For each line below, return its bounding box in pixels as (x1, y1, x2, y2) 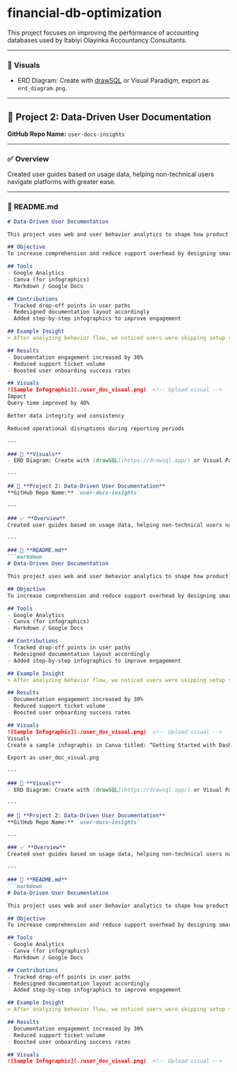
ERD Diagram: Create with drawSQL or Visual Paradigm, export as (17, 76, 209, 85)
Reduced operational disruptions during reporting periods (7, 425, 185, 432)
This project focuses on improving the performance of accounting (7, 28, 199, 37)
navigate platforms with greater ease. (7, 178, 116, 186)
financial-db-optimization (7, 5, 162, 21)
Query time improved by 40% (7, 400, 90, 407)
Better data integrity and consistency (7, 412, 125, 419)
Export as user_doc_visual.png (7, 754, 99, 761)
